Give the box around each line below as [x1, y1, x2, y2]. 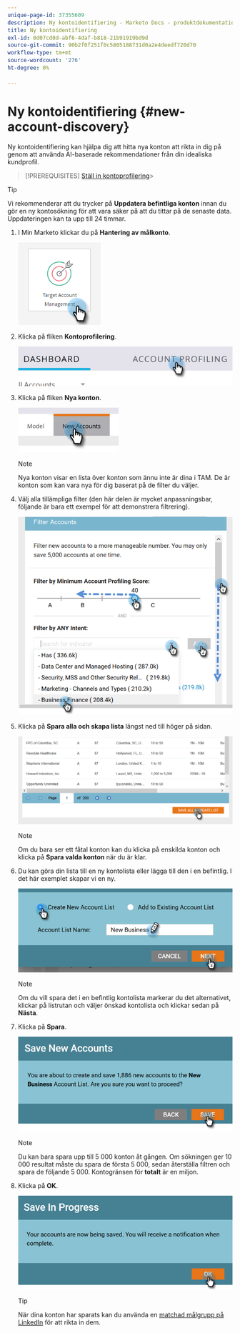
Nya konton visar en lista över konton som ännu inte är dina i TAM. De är [17, 474, 231, 482]
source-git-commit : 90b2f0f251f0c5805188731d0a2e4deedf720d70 [7, 41, 196, 49]
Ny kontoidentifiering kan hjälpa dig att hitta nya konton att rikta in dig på [7, 142, 221, 151]
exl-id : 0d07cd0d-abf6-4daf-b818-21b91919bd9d [7, 34, 149, 41]
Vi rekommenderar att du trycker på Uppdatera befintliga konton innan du [7, 199, 227, 207]
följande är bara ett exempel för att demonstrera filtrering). [17, 502, 191, 511]
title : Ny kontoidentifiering [7, 26, 98, 34]
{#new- [139, 104, 186, 119]
